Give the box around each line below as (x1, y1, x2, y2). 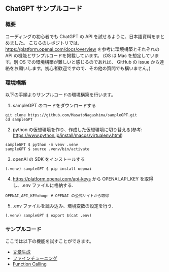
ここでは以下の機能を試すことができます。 (5, 238, 94, 245)
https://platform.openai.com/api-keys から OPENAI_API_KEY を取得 (12, 175, 154, 182)
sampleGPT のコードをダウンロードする (12, 102, 96, 108)
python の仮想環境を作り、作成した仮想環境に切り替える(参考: (12, 126, 143, 133)
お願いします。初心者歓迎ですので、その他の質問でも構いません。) (14, 65, 151, 71)
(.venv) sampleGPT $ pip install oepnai (5, 166, 92, 171)
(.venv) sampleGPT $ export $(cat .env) (5, 213, 92, 218)
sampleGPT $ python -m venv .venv (5, 142, 79, 147)
